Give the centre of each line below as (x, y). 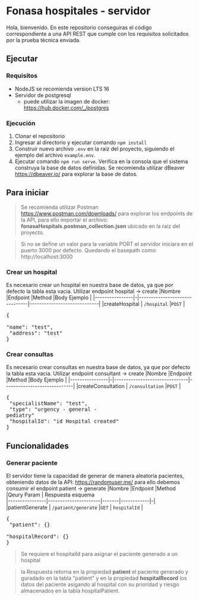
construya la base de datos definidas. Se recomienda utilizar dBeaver (100, 167)
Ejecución (21, 123)
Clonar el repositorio (40, 136)
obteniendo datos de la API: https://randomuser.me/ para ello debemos (93, 482)
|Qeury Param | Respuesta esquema (50, 495)
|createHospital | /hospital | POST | (143, 304)
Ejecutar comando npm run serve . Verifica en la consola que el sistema (101, 161)
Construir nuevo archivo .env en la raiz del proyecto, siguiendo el (94, 149)
